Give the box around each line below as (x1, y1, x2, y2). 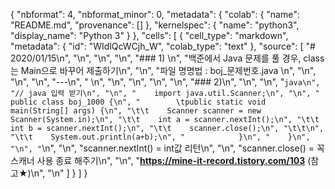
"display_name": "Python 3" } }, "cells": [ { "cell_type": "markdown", (10, 30, 289, 41)
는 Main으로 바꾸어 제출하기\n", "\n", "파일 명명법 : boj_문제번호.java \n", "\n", (10, 65, 317, 76)
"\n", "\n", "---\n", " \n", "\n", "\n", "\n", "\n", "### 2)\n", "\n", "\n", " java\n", (10, 76, 321, 88)
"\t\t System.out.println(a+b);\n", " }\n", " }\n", (10, 132, 311, 142)
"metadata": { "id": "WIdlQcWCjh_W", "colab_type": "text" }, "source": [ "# (10, 40, 316, 52)
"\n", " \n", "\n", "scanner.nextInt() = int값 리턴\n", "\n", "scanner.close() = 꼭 (10, 142, 325, 154)
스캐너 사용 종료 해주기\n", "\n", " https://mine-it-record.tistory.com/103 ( (10, 155, 312, 166)
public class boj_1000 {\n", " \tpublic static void (10, 97, 267, 107)
